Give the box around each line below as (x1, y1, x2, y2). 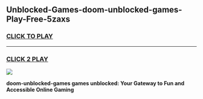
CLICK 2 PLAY (6, 55, 48, 63)
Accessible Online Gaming (6, 86, 74, 93)
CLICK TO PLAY (6, 32, 53, 41)
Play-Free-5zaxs (6, 14, 71, 25)
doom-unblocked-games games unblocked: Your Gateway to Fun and (6, 79, 185, 86)
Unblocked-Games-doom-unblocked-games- (6, 5, 182, 15)
